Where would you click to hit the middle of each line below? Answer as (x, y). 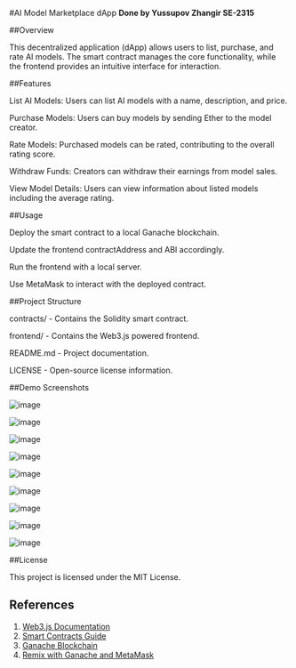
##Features (30, 83)
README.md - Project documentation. (79, 353)
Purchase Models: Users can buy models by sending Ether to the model (140, 118)
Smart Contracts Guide (64, 636)
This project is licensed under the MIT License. (95, 577)
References (42, 605)
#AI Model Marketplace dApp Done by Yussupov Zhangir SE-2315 (132, 13)
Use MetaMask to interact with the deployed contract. (108, 284)
